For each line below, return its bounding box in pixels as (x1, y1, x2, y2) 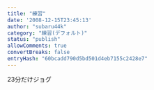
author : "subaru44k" (7, 23, 68, 30)
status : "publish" (7, 36, 61, 43)
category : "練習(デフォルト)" (7, 29, 88, 37)
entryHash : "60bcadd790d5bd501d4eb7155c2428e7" (7, 55, 148, 62)
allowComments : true (7, 42, 68, 49)
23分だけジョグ (7, 75, 52, 83)
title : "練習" (7, 10, 47, 17)
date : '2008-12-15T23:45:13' (7, 17, 92, 24)
